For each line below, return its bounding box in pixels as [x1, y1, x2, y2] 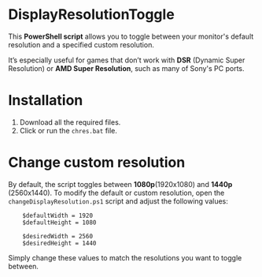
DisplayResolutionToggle [8, 6, 175, 24]
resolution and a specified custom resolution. [8, 39, 155, 49]
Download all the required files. [19, 117, 121, 127]
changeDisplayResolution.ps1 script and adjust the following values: [8, 196, 228, 206]
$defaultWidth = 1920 [22, 211, 93, 219]
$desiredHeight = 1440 [22, 239, 97, 247]
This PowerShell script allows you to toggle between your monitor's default [8, 32, 254, 41]
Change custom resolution [8, 154, 186, 171]
